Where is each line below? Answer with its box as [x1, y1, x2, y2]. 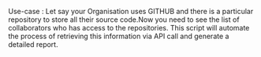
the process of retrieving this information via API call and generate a [8, 31, 229, 41]
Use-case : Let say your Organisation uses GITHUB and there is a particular [8, 7, 254, 16]
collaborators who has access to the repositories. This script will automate [8, 23, 250, 32]
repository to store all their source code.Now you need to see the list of [8, 15, 240, 24]
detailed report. [8, 40, 58, 49]
